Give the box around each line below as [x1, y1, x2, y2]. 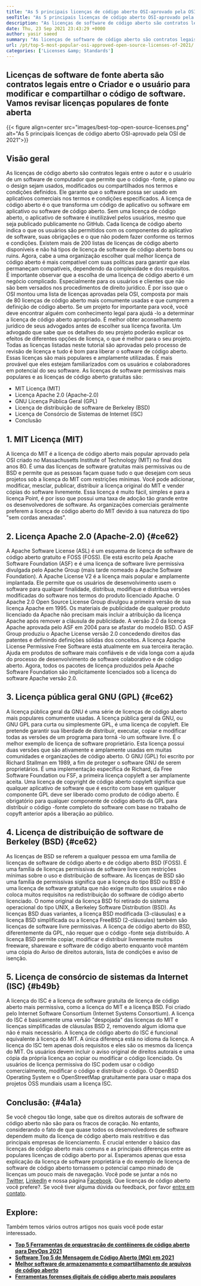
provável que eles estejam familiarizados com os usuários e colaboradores [6, 360, 190, 368]
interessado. [6, 1230, 37, 1237]
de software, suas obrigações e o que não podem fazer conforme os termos [6, 233, 194, 241]
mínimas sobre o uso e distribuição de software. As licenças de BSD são [6, 872, 185, 879]
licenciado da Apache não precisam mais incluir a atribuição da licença [6, 611, 181, 618]
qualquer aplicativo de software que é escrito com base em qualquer [6, 784, 176, 792]
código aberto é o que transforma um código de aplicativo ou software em [6, 202, 190, 209]
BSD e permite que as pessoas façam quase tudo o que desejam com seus [6, 469, 191, 477]
